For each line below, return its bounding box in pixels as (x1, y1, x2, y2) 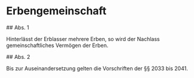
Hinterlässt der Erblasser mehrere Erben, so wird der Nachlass (6, 35, 160, 42)
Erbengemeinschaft (6, 4, 107, 18)
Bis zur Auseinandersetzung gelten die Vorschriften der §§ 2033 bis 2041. (6, 64, 188, 72)
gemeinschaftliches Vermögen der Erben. (6, 42, 109, 49)
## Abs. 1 (6, 24, 29, 31)
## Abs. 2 (6, 53, 30, 60)
